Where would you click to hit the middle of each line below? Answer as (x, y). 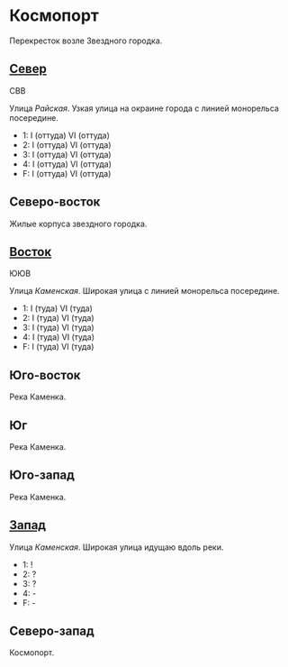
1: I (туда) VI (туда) (57, 308)
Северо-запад (52, 631)
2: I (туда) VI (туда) (58, 318)
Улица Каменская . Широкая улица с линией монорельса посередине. (145, 291)
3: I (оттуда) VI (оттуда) (67, 154)
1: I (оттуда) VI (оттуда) (66, 135)
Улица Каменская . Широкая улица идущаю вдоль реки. (117, 547)
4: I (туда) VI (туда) (58, 337)
